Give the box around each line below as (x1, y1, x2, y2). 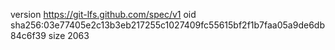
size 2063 (48, 30, 90, 41)
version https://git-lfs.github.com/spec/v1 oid (10, 9, 197, 20)
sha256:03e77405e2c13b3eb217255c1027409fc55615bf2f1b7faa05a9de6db (10, 19, 325, 31)
